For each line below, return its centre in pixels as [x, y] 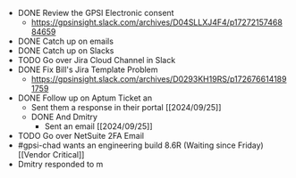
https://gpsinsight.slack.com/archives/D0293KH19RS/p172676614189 [159, 79]
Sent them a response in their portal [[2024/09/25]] [126, 107]
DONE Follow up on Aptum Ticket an [85, 98]
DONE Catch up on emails [66, 41]
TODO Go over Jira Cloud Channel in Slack [97, 60]
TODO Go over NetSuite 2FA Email [81, 136]
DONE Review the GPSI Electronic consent [96, 13]
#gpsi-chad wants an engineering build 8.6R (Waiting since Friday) [140, 145]
